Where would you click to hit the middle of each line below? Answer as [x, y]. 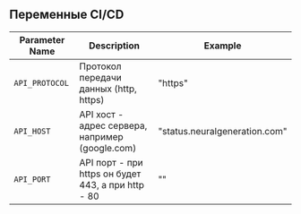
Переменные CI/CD [67, 15]
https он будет [110, 174]
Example [223, 46]
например [101, 136]
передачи [101, 77]
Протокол [100, 66]
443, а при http [112, 184]
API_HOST [32, 131]
